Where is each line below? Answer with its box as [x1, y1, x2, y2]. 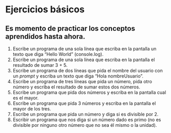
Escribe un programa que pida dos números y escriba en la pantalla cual [12, 89, 166, 96]
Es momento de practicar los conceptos [5, 24, 135, 33]
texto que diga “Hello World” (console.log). [12, 51, 104, 57]
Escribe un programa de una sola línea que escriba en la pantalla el [12, 56, 155, 63]
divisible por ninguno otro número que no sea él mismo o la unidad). [12, 122, 157, 128]
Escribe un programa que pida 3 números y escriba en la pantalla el [12, 100, 156, 106]
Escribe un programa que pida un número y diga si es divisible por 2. [12, 111, 159, 117]
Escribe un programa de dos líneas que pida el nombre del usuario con [12, 68, 163, 73]
